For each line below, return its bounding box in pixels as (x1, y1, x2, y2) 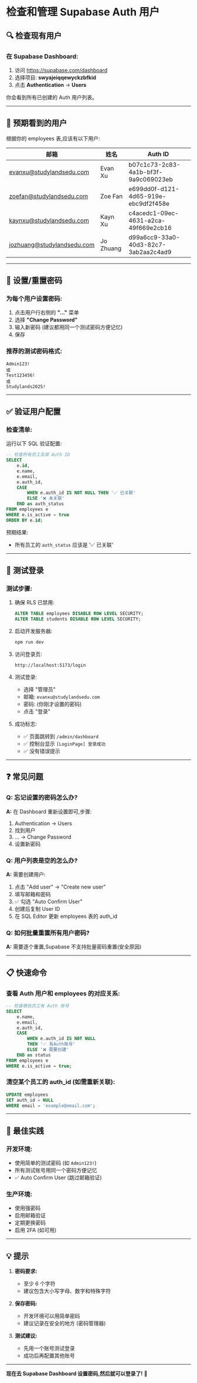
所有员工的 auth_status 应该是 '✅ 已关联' (14, 541, 114, 548)
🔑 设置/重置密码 (6, 275, 63, 285)
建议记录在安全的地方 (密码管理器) (23, 1320, 106, 1327)
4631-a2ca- (128, 216, 166, 224)
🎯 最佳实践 (6, 1126, 44, 1136)
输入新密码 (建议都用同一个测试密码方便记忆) (14, 324, 123, 331)
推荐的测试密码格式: (6, 347, 63, 355)
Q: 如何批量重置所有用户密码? (6, 928, 90, 937)
